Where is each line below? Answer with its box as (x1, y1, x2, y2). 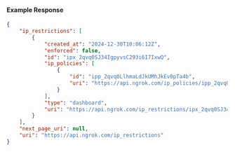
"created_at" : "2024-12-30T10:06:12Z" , (43, 41, 161, 48)
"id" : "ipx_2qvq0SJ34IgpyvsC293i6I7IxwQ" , (43, 53, 170, 61)
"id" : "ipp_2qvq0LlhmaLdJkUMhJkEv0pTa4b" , (69, 74, 196, 81)
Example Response (6, 6, 64, 14)
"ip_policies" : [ (43, 60, 95, 67)
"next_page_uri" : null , (19, 125, 89, 132)
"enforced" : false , (43, 47, 101, 54)
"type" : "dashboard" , (43, 99, 108, 106)
